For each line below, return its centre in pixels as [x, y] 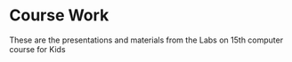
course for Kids [37, 49]
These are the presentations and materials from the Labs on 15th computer [146, 40]
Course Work [59, 15]
